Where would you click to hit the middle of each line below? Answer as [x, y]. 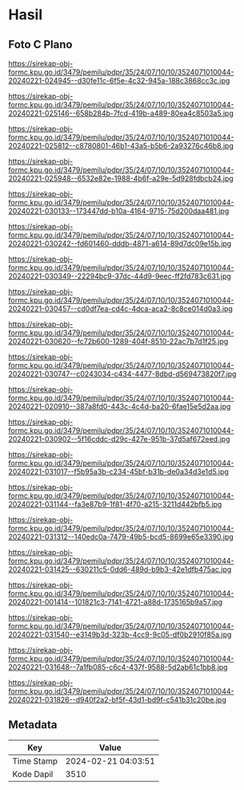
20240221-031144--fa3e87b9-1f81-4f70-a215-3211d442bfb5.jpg [115, 504]
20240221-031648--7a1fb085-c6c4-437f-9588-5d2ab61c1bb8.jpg [118, 667]
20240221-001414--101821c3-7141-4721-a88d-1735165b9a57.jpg [115, 602]
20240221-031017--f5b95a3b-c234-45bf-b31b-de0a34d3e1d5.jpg [119, 472]
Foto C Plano [40, 45]
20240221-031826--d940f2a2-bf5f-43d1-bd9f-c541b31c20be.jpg [117, 700]
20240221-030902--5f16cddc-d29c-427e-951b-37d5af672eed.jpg [119, 439]
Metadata [33, 725]
